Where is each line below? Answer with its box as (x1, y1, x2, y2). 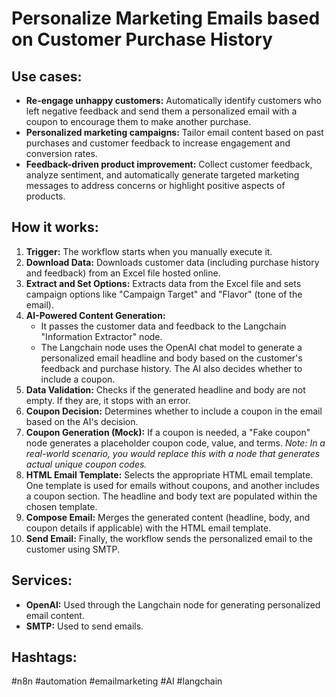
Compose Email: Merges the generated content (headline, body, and (25, 511, 311, 523)
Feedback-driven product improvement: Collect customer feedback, (25, 158, 313, 170)
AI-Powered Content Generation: (25, 309, 166, 321)
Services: (11, 572, 73, 589)
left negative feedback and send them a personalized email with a (25, 105, 298, 117)
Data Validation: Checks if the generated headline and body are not (25, 383, 306, 396)
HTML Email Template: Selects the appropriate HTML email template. (25, 468, 314, 481)
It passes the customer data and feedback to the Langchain (40, 320, 287, 332)
